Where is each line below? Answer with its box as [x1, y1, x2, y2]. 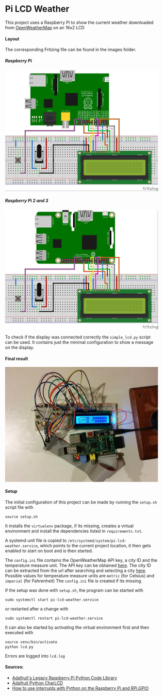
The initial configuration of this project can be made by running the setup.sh [5, 499, 157, 505]
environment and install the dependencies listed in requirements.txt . [5, 528, 143, 534]
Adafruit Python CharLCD [12, 680, 63, 686]
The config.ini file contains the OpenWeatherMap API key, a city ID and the [5, 557, 158, 563]
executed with [5, 629, 33, 635]
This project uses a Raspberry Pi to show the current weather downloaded [5, 19, 154, 25]
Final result [5, 356, 28, 361]
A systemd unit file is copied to [5, 537, 67, 543]
